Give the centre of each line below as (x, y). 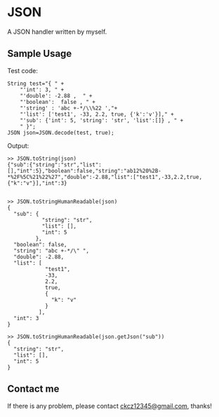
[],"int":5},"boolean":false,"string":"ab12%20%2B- (84, 171)
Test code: (23, 70)
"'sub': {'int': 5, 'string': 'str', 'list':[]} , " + (102, 120)
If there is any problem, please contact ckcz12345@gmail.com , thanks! (110, 406)
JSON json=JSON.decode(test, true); (61, 133)
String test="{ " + (36, 84)
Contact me (33, 389)
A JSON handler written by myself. (57, 32)
